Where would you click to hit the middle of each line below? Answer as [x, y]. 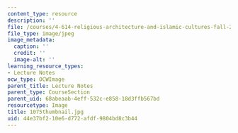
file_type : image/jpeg [41, 33]
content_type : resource [42, 14]
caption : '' [32, 46]
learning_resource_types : [45, 66]
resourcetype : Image [38, 106]
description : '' [31, 20]
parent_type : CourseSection [49, 92]
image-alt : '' [34, 60]
